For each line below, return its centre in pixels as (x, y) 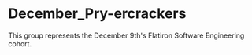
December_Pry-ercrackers (97, 14)
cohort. (20, 43)
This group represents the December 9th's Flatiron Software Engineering (126, 35)
